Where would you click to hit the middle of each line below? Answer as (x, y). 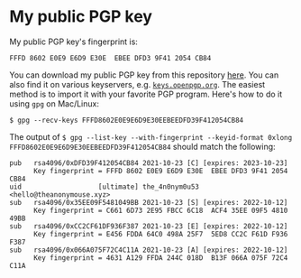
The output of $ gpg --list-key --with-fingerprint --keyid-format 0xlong (151, 136)
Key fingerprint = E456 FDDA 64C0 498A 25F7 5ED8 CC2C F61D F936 (160, 234)
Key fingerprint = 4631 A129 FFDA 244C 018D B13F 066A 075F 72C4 (160, 258)
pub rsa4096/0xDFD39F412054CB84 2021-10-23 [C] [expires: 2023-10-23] (149, 163)
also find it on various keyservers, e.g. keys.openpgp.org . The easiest (137, 84)
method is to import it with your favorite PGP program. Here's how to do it (146, 94)
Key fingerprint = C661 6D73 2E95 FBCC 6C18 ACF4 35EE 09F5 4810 (160, 210)
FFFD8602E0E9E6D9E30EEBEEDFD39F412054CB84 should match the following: (143, 146)
